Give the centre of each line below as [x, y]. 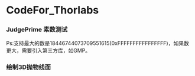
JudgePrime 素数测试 [37, 30]
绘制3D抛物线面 [29, 67]
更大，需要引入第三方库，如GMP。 [48, 51]
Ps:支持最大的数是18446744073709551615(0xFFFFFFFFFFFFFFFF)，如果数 [97, 43]
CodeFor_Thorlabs [53, 10]
